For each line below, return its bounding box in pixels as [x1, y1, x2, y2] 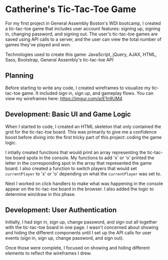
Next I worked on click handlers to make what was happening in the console [5, 180, 163, 186]
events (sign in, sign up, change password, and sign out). [5, 235, 124, 241]
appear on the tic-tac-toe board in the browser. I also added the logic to [5, 185, 154, 192]
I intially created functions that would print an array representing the [5, 149, 146, 155]
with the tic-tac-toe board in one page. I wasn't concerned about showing [5, 224, 158, 230]
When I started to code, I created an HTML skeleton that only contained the [5, 123, 161, 129]
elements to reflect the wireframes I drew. [5, 250, 92, 256]
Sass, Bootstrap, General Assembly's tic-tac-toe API [5, 56, 114, 62]
